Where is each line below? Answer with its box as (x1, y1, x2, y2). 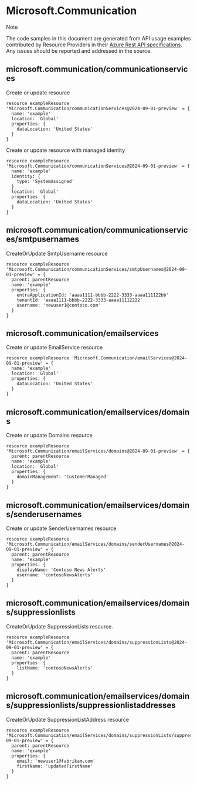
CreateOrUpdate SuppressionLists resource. (6, 623, 113, 630)
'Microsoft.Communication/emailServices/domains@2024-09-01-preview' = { (6, 448, 191, 454)
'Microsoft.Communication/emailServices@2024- (71, 355, 188, 361)
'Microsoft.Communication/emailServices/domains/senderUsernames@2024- (6, 541, 185, 547)
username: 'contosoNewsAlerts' (16, 572, 93, 578)
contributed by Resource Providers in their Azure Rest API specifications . (6, 41, 183, 48)
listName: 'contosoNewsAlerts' (16, 665, 93, 671)
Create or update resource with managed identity (6, 147, 125, 154)
